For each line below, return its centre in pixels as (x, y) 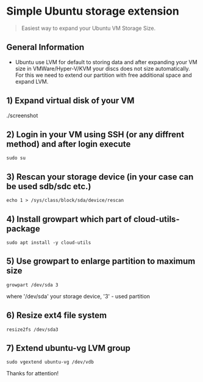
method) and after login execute (69, 144)
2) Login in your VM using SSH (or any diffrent (95, 135)
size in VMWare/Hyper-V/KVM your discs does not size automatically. (102, 68)
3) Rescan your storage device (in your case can (100, 177)
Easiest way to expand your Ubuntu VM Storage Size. (88, 28)
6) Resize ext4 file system (57, 315)
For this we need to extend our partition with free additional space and (103, 75)
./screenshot (22, 115)
